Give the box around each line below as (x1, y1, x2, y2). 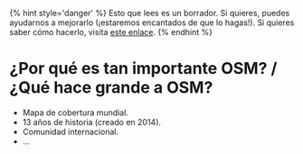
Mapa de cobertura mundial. (22, 107, 129, 118)
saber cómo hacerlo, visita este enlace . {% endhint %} (9, 27, 213, 37)
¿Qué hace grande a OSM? (9, 77, 213, 98)
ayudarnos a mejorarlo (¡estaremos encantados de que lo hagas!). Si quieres (9, 17, 295, 28)
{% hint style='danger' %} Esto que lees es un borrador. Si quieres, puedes (9, 8, 290, 18)
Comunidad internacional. (22, 126, 119, 137)
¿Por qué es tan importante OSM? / (9, 59, 278, 79)
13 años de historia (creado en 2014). (22, 116, 161, 127)
